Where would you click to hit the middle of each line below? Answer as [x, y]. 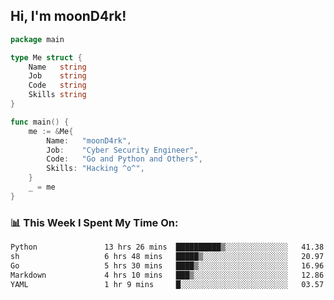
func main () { [40, 122]
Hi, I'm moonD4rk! [68, 16]
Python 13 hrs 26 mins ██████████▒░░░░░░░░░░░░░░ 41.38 [167, 247]
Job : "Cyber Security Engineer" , [122, 150]
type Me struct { [46, 57]
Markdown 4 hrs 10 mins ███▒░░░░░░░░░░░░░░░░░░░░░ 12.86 [167, 275]
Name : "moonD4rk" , [89, 140]
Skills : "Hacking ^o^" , [95, 169]
